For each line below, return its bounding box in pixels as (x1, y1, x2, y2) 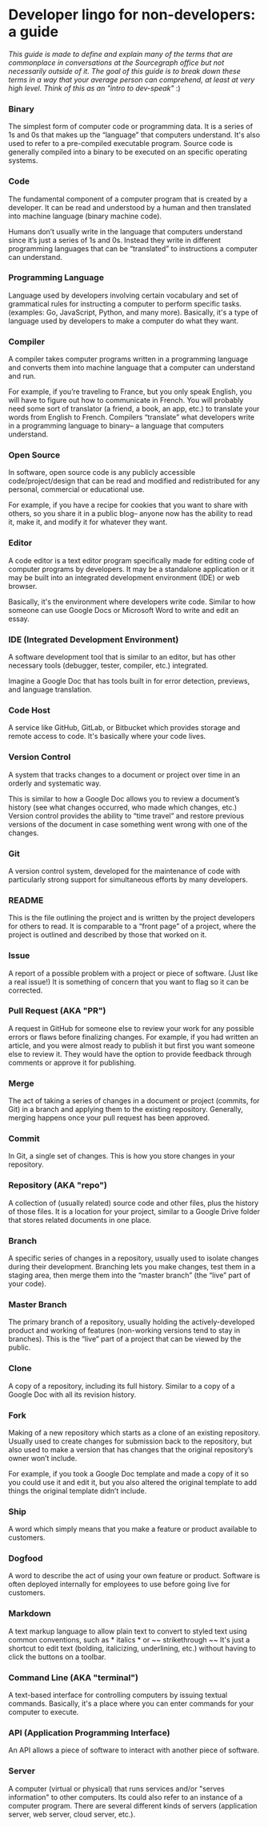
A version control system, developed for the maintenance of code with (8, 866, 241, 875)
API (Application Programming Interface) (8, 1727, 170, 1738)
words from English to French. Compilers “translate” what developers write (8, 412, 254, 422)
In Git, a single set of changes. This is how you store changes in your (8, 1151, 236, 1161)
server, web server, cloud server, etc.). (8, 1809, 136, 1819)
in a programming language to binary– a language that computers (8, 421, 224, 431)
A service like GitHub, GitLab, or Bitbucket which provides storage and (8, 723, 241, 733)
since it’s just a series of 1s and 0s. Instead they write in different (8, 235, 222, 245)
